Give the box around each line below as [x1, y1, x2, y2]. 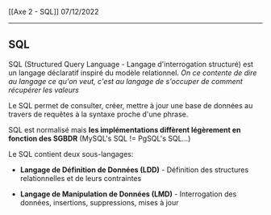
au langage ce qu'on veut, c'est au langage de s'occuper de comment [8, 76, 244, 86]
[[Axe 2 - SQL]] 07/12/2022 [8, 7, 99, 16]
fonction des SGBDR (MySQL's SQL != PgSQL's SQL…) [8, 133, 191, 143]
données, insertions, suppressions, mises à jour [19, 197, 179, 207]
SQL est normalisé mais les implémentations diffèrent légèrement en [8, 124, 241, 134]
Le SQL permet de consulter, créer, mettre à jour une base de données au [8, 100, 253, 110]
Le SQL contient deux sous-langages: [8, 149, 134, 158]
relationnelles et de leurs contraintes [19, 173, 142, 183]
